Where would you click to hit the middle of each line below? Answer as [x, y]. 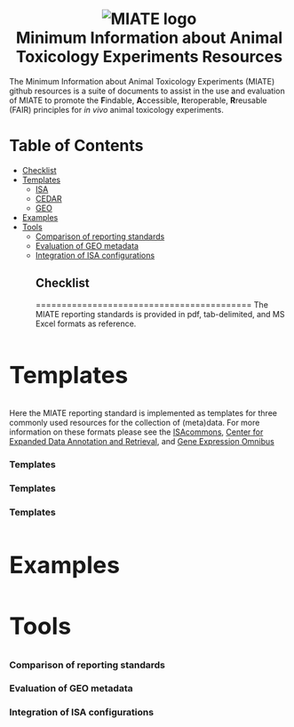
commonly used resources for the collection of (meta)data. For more [135, 423]
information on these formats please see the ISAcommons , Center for [136, 432]
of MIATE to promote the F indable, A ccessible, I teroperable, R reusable [139, 100]
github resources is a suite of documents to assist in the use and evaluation [147, 91]
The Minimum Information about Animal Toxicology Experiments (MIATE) [142, 81]
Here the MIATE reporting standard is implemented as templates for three [143, 413]
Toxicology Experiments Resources [149, 57]
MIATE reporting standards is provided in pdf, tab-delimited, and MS [160, 314]
